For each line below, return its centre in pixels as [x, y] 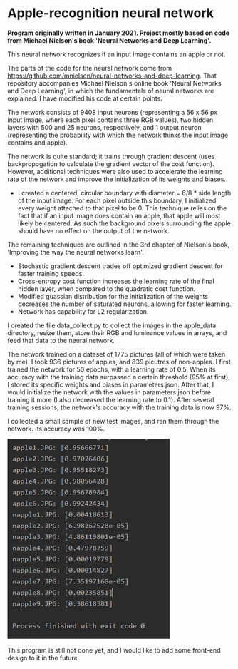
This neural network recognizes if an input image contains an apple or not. [117, 54]
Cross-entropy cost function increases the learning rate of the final [116, 281]
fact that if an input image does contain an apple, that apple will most [119, 215]
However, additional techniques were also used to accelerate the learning [115, 171]
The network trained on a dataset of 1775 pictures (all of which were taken [117, 354]
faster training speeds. [51, 273]
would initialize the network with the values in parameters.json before [109, 392]
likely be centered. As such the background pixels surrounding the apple [124, 223]
